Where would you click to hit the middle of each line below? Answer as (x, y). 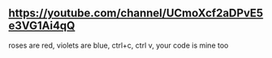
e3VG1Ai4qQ (42, 26)
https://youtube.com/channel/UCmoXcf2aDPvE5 (136, 13)
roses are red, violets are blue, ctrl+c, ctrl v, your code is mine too (119, 45)
